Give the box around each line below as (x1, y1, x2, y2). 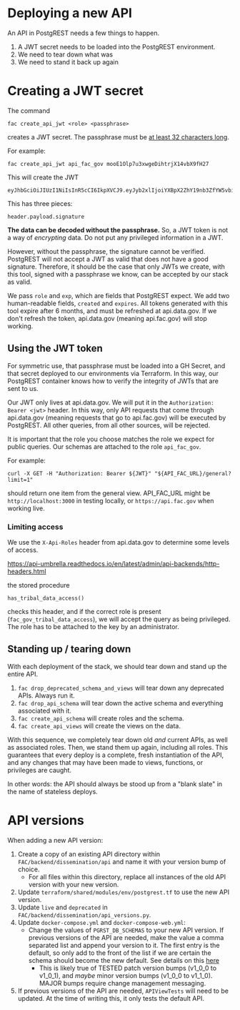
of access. (7, 545, 39, 554)
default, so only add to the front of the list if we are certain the (28, 949, 212, 957)
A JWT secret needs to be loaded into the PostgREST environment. (17, 42, 216, 51)
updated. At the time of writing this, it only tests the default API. (17, 994, 205, 1002)
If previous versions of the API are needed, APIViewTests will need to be (17, 986, 229, 995)
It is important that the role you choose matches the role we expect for (7, 435, 215, 443)
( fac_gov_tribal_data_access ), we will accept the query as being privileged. (7, 615, 231, 623)
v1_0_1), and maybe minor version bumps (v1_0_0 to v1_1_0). (39, 971, 213, 980)
